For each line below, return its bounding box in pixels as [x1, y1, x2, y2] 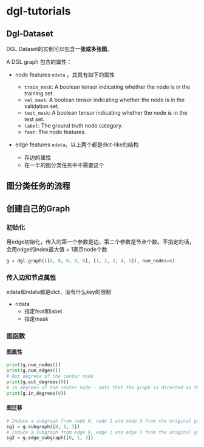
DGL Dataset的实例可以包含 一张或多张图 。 [6, 46, 113, 52]
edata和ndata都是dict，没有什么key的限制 [6, 288, 111, 296]
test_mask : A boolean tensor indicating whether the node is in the [24, 109, 188, 116]
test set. [24, 115, 45, 123]
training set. [24, 90, 55, 97]
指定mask [24, 315, 49, 322]
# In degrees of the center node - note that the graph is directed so [6, 384, 191, 391]
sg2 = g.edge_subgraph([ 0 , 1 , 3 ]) [6, 435, 94, 441]
